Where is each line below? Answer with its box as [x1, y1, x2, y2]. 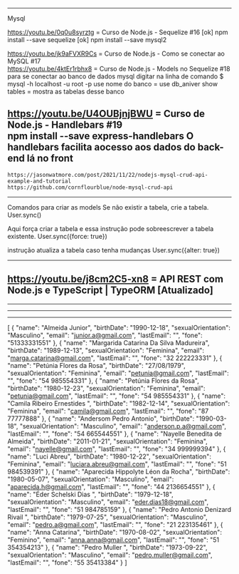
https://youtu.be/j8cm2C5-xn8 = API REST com [7, 273, 224, 285]
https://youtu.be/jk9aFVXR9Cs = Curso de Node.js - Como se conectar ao [7, 49, 225, 58]
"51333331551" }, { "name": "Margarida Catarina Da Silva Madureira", [7, 338, 210, 347]
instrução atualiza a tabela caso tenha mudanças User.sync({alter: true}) [7, 245, 221, 254]
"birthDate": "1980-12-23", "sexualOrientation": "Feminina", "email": [7, 384, 206, 392]
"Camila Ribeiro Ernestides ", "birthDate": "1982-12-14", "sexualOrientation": [7, 399, 230, 407]
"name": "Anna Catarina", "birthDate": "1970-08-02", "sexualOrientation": [7, 528, 223, 536]
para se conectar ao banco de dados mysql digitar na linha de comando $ [7, 72, 224, 81]
